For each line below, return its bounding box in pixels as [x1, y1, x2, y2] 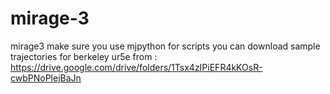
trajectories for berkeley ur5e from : [10, 50, 158, 62]
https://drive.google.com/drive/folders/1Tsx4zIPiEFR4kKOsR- [10, 61, 263, 73]
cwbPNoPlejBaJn [10, 72, 82, 84]
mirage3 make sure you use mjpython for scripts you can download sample [10, 40, 321, 52]
